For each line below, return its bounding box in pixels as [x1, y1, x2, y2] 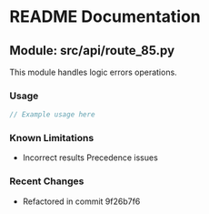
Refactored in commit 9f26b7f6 [22, 196, 141, 207]
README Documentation [9, 6, 202, 27]
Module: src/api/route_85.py [9, 43, 175, 58]
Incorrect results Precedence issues [22, 152, 159, 163]
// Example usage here [9, 110, 95, 119]
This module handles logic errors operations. [9, 66, 177, 77]
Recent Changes [9, 175, 85, 188]
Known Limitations [9, 132, 95, 145]
